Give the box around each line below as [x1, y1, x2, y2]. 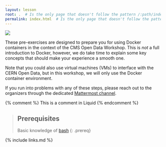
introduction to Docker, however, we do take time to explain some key [5, 50, 147, 56]
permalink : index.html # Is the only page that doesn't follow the [5, 16, 149, 21]
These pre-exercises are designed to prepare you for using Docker [5, 39, 141, 45]
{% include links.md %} [5, 137, 53, 143]
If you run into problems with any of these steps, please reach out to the [5, 85, 152, 91]
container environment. [5, 75, 53, 81]
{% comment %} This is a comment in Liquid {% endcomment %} [5, 100, 139, 106]
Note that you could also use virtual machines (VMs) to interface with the [5, 65, 154, 71]
